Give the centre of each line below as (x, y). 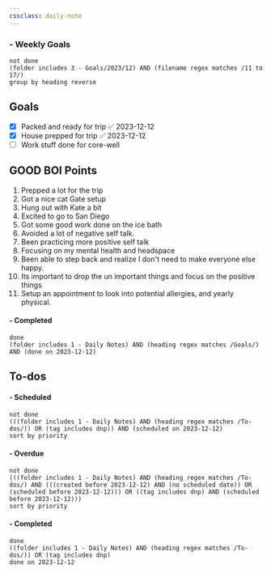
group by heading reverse (53, 82)
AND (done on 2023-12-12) (53, 352)
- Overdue (27, 453)
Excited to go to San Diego (65, 216)
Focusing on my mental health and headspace (98, 250)
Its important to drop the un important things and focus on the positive (138, 276)
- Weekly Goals (40, 44)
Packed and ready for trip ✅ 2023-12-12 (87, 126)
